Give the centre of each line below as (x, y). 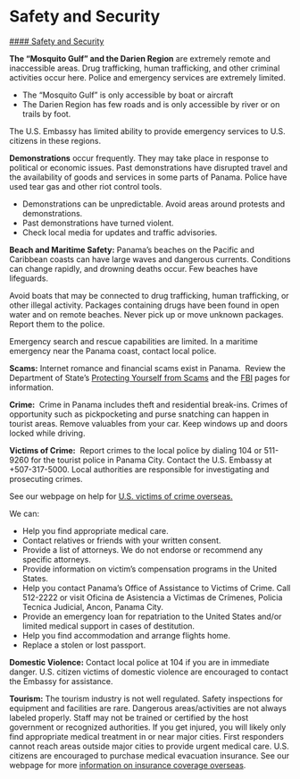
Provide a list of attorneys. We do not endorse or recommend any (142, 550)
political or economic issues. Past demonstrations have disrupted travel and (149, 167)
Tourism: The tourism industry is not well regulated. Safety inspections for (146, 699)
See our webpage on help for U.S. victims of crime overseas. (121, 496)
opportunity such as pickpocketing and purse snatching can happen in (139, 414)
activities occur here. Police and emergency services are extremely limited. (147, 77)
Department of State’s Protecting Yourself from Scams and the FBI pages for (150, 377)
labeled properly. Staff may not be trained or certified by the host (129, 717)
